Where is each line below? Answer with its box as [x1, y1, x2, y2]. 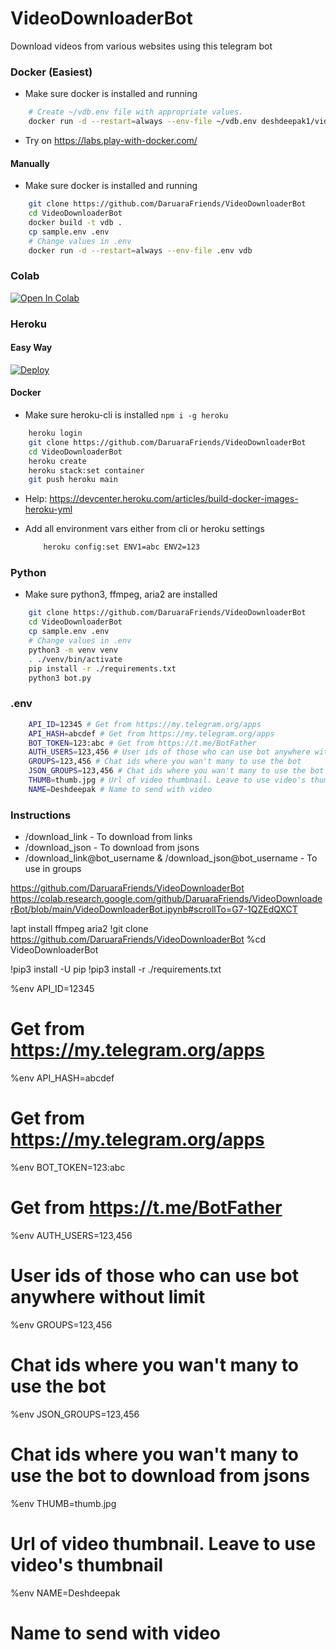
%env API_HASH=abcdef [10, 1072, 115, 1084]
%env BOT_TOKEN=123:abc [10, 1161, 126, 1173]
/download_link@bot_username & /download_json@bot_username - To [24, 852, 318, 864]
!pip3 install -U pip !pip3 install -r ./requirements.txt [10, 963, 222, 976]
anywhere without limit [10, 1286, 206, 1309]
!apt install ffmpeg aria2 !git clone [10, 923, 149, 935]
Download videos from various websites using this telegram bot [10, 40, 273, 52]
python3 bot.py [28, 673, 92, 683]
